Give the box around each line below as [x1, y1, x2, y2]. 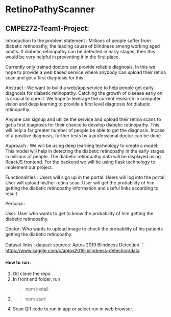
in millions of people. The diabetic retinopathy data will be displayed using [5, 154, 161, 159]
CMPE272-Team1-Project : [5, 24, 89, 33]
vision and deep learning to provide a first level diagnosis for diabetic [5, 101, 151, 107]
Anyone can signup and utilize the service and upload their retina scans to [5, 116, 161, 122]
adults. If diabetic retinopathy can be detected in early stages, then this [5, 49, 156, 54]
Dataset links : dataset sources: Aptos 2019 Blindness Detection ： [5, 242, 145, 248]
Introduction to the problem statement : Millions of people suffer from [5, 37, 151, 44]
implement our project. [5, 164, 54, 170]
